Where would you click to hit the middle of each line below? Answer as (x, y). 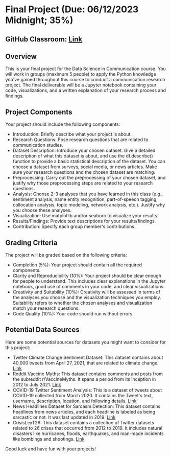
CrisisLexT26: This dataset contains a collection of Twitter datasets (83, 422)
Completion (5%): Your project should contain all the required (77, 265)
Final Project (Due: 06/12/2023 (72, 9)
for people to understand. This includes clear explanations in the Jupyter (89, 281)
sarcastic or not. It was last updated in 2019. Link (64, 417)
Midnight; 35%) (39, 20)
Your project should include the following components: (63, 124)
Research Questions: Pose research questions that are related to (80, 140)
